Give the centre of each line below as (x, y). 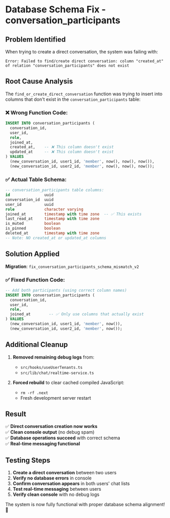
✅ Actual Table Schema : (36, 180)
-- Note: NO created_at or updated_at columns (56, 238)
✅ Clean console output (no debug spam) (50, 432)
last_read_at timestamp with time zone (52, 219)
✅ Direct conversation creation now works (51, 426)
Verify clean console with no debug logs (56, 494)
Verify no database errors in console (52, 478)
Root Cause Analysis (39, 82)
